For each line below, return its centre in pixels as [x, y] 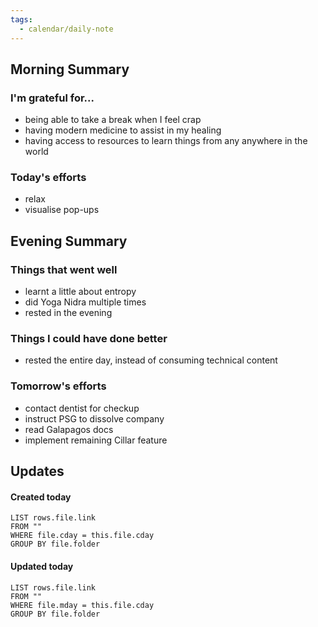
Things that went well [64, 269]
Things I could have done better [89, 339]
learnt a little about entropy [80, 292]
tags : [21, 19]
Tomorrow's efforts [58, 386]
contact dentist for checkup [82, 408]
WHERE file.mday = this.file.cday [82, 605]
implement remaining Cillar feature [96, 440]
